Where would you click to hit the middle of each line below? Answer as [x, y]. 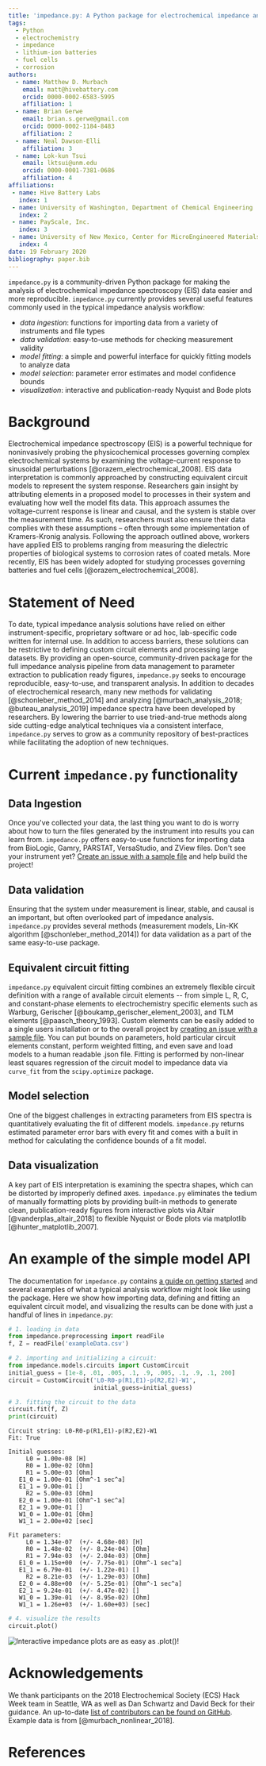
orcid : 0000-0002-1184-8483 [68, 126]
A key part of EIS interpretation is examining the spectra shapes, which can [131, 1184]
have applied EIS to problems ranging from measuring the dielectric [118, 545]
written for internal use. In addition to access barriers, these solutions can [129, 641]
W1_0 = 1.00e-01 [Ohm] [56, 1514]
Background [49, 422]
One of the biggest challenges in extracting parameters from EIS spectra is [130, 1115]
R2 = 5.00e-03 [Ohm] [59, 1494]
